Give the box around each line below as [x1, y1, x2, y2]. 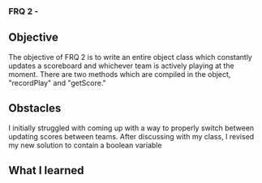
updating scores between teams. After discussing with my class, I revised [8, 131, 255, 141]
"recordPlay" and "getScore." [8, 78, 107, 87]
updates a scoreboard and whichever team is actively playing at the [8, 61, 234, 70]
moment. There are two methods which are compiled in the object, [8, 69, 231, 79]
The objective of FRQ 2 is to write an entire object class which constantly [8, 52, 253, 62]
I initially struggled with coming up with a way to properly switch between [8, 123, 255, 133]
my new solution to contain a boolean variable [8, 140, 162, 150]
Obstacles [8, 101, 62, 115]
